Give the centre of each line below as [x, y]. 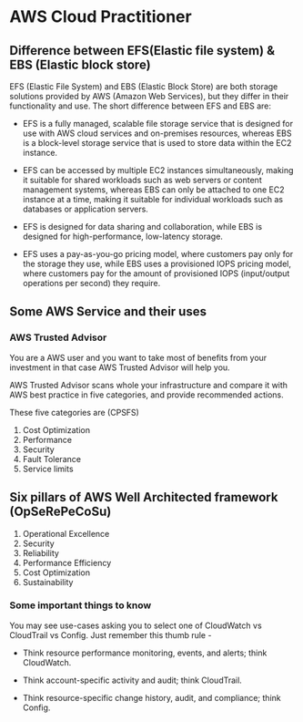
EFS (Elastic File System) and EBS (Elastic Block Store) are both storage [144, 87]
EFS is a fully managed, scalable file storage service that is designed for [158, 124]
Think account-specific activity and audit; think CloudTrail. [132, 680]
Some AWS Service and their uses [108, 312]
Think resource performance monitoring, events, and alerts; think [145, 653]
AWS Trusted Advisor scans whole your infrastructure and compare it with [149, 385]
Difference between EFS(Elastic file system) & [142, 51]
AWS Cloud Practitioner [101, 17]
